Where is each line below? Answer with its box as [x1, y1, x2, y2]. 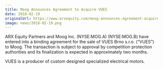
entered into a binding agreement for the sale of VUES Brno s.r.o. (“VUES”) [5, 39, 154, 45]
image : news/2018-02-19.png [5, 20, 62, 26]
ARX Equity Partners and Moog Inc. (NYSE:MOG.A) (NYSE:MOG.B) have [5, 34, 149, 40]
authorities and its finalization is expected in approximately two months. [5, 49, 148, 55]
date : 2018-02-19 [5, 12, 40, 16]
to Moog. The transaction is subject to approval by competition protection [5, 44, 152, 50]
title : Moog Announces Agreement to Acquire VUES [5, 7, 108, 12]
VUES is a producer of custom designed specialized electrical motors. [5, 58, 145, 64]
